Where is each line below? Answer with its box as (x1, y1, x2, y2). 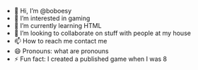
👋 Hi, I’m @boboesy (13, 7, 72, 15)
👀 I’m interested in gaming (13, 14, 91, 22)
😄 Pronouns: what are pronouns (13, 47, 110, 55)
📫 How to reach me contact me (13, 37, 107, 45)
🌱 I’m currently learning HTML (13, 22, 102, 29)
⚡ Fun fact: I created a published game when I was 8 (13, 55, 168, 63)
